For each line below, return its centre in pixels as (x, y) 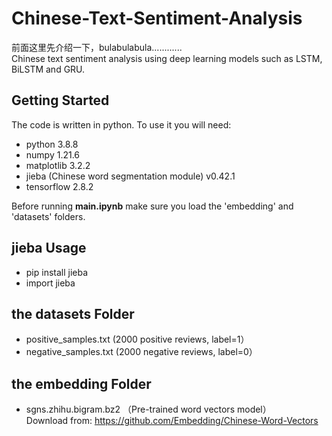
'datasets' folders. (48, 216)
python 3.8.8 (52, 144)
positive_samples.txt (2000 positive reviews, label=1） (137, 339)
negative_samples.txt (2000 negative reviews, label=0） (141, 352)
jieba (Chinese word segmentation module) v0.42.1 (130, 176)
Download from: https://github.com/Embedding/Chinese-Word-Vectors (172, 421)
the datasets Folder (73, 313)
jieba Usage (49, 248)
